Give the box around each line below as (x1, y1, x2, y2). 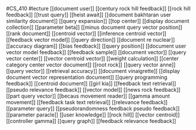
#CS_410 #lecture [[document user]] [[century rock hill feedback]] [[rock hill (6, 5, 191, 12)
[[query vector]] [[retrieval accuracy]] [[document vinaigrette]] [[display (6, 68, 181, 74)
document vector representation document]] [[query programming (6, 74, 168, 81)
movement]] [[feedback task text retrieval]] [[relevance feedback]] (6, 99, 168, 105)
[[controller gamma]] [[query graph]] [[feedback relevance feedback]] (6, 118, 177, 124)
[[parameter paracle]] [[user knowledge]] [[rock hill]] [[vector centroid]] (6, 111, 180, 118)
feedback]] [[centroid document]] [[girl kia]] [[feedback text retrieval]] (6, 80, 177, 87)
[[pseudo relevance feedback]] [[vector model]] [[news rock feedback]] (6, 86, 181, 93)
